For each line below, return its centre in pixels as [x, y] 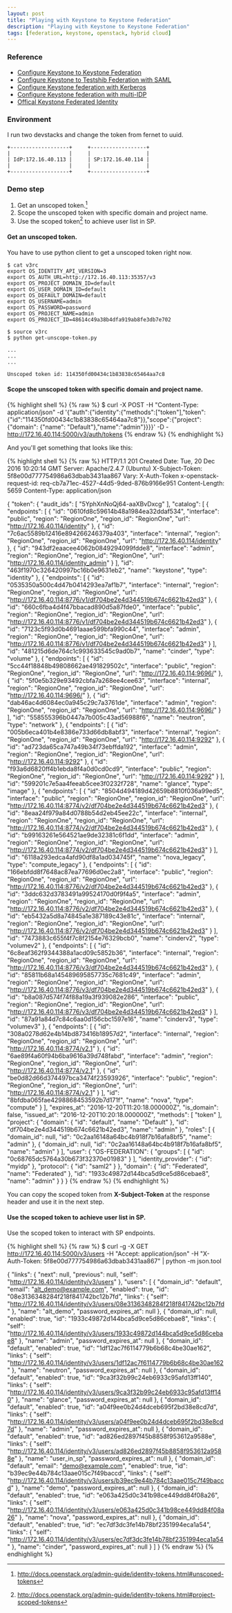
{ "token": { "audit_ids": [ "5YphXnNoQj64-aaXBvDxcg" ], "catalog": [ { [108, 503]
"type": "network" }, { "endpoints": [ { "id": [68, 724]
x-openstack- [200, 476]
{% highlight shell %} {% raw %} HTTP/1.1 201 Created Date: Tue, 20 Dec [111, 461]
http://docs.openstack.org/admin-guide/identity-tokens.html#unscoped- [120, 1574]
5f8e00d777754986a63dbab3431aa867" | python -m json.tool [133, 1261]
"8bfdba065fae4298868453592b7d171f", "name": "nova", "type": [100, 1100]
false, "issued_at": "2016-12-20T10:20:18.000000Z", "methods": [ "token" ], [115, 1114]
